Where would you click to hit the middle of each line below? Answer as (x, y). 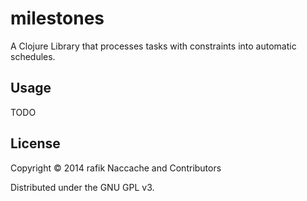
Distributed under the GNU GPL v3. (82, 187)
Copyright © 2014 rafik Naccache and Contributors (116, 168)
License (35, 143)
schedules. (33, 56)
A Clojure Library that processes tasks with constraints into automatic (153, 46)
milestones (57, 18)
